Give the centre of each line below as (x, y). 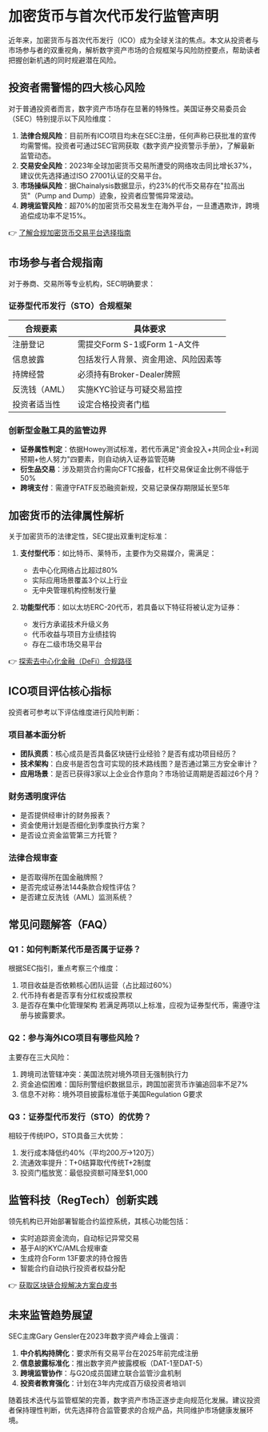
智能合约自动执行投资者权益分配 (72, 1268)
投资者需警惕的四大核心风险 (77, 88)
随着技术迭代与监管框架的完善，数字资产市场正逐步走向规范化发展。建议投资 (134, 1400)
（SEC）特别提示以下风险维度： (61, 118)
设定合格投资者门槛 (114, 404)
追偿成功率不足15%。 (55, 215)
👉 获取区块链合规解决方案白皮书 (63, 1285)
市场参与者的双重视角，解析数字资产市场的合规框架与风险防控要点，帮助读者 (134, 50)
